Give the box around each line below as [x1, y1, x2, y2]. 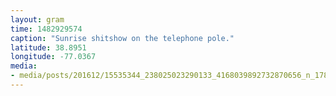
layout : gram [10, 14, 65, 25]
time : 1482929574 [10, 24, 83, 34]
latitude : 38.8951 [10, 42, 87, 53]
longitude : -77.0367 [10, 52, 97, 62]
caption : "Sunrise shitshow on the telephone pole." [10, 33, 235, 43]
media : [10, 61, 38, 71]
